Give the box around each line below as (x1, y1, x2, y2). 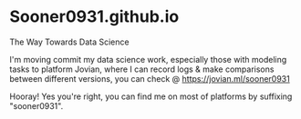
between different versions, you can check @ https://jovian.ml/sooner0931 (9, 73, 290, 84)
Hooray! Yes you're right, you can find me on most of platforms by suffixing (9, 91, 293, 102)
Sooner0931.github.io (9, 6, 180, 27)
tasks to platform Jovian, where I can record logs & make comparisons (9, 64, 275, 74)
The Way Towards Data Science (9, 36, 130, 47)
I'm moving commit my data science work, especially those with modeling (9, 54, 287, 64)
